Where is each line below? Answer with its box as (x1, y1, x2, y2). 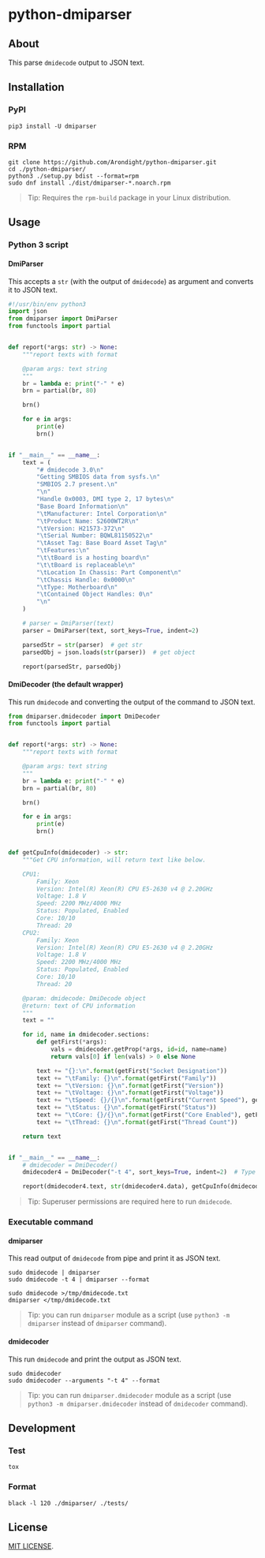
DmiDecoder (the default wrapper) (8, 679, 124, 689)
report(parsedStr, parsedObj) (22, 663, 122, 671)
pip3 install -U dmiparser (8, 122, 97, 130)
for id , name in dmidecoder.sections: (22, 1031, 150, 1039)
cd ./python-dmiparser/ (8, 165, 87, 173)
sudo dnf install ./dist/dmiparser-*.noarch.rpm (8, 179, 171, 187)
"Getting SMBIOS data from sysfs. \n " (36, 473, 160, 481)
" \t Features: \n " (36, 547, 90, 555)
